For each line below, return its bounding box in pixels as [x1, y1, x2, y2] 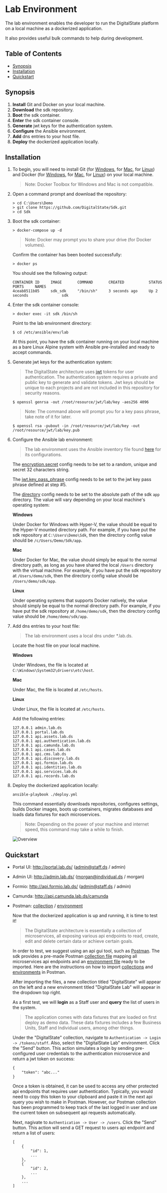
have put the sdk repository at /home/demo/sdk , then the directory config [12, 608, 161, 614]
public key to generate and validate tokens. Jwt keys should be [24, 379, 155, 385]
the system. [12, 1005, 37, 1011]
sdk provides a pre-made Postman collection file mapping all [12, 953, 137, 959]
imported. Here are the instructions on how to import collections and [12, 964, 153, 970]
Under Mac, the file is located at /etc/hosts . [12, 687, 103, 693]
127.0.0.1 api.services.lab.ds [12, 769, 78, 774]
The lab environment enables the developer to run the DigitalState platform [5, 20, 159, 26]
